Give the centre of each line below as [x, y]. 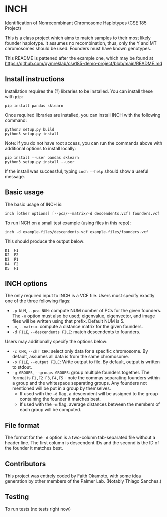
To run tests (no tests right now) [38, 509]
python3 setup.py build [30, 129]
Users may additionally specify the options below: [56, 342]
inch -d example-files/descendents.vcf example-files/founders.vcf [77, 232]
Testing [17, 497]
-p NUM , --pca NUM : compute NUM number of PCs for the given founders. [86, 311]
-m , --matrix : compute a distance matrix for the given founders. [78, 327]
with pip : [14, 96]
